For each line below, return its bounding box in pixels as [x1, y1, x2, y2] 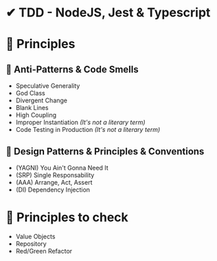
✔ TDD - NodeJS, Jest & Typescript [5, 5, 211, 21]
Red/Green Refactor [15, 247, 73, 255]
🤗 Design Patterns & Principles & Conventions [5, 146, 205, 157]
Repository [15, 239, 47, 248]
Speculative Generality [15, 82, 80, 90]
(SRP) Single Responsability [15, 171, 95, 179]
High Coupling [15, 111, 57, 120]
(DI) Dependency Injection [15, 185, 90, 194]
